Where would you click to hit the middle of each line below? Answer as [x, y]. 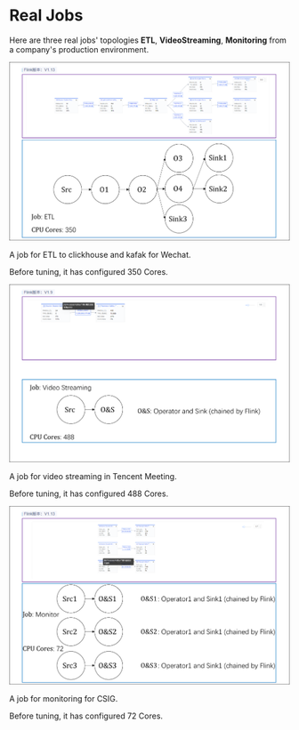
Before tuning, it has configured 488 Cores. [89, 493]
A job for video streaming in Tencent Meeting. [93, 477]
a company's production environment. [79, 49]
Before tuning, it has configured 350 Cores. [89, 271]
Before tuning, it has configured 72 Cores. [86, 716]
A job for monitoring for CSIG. [64, 699]
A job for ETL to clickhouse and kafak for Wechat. [100, 254]
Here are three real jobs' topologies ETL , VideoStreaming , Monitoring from [148, 40]
